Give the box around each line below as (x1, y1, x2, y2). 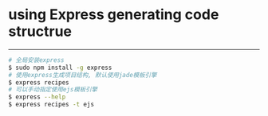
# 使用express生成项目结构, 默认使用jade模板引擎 (8, 71, 157, 79)
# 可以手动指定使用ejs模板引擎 (8, 86, 98, 94)
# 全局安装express (8, 56, 65, 64)
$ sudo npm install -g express (8, 64, 112, 72)
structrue (8, 22, 73, 41)
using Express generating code (8, 6, 219, 24)
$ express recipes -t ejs (8, 101, 94, 109)
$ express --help (8, 93, 66, 101)
